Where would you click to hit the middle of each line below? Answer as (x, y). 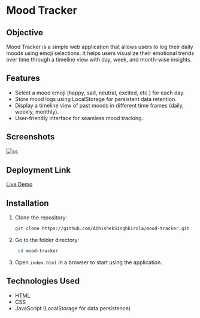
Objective (25, 33)
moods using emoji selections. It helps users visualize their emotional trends (100, 53)
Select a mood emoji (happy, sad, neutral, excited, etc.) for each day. (100, 93)
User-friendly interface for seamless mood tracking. (79, 118)
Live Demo (19, 184)
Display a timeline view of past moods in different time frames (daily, (99, 105)
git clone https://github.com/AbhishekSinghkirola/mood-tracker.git (102, 229)
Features (23, 78)
